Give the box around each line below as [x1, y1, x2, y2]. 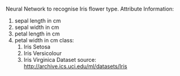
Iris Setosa [23, 43, 51, 50]
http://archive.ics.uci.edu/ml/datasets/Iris [23, 63, 128, 70]
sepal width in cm [14, 24, 59, 31]
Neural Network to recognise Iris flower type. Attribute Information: [5, 6, 175, 12]
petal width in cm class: [14, 37, 74, 44]
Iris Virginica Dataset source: [23, 56, 96, 63]
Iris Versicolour [23, 50, 62, 57]
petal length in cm [14, 30, 60, 37]
